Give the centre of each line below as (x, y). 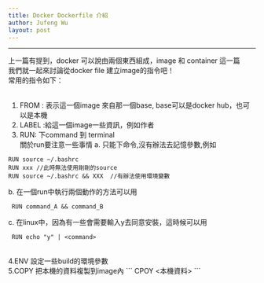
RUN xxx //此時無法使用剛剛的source (63, 168)
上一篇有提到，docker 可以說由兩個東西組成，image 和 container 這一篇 (125, 61)
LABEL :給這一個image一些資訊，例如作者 (87, 125)
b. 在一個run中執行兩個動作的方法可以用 (73, 192)
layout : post (29, 30)
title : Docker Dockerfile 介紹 (58, 15)
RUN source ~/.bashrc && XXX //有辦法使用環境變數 (89, 176)
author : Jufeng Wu (38, 23)
